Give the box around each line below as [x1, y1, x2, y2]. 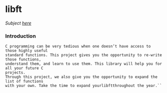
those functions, [5, 57, 41, 62]
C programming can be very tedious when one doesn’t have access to [5, 44, 151, 49]
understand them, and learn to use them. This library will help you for [5, 61, 162, 66]
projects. [5, 70, 26, 75]
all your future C [5, 66, 43, 71]
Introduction [5, 32, 36, 39]
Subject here [5, 20, 31, 26]
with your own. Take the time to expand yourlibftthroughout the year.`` [5, 83, 162, 88]
